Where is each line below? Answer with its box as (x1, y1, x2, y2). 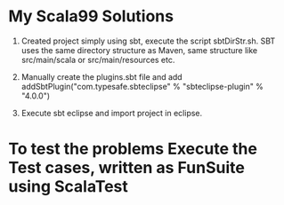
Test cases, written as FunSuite (8, 158, 246, 178)
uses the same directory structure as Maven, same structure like (20, 44, 258, 55)
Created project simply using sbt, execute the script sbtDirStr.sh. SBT (20, 35, 276, 46)
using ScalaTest (8, 177, 128, 197)
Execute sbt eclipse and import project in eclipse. (20, 107, 203, 118)
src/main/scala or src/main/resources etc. (20, 54, 175, 65)
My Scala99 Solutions (8, 6, 174, 27)
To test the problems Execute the (8, 139, 257, 159)
